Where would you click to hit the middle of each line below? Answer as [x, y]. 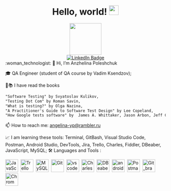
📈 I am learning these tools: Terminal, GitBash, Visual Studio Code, [76, 138]
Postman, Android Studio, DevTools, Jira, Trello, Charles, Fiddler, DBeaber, [83, 145]
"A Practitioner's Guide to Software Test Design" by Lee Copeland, [79, 111]
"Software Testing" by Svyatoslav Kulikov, [52, 97]
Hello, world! [80, 12]
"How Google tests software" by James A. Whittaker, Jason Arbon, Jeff [84, 115]
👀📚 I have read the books [33, 85]
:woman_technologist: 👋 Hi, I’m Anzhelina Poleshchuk [61, 63]
